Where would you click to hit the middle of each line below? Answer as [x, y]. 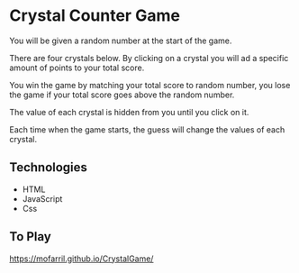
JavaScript [42, 198]
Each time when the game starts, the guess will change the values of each [147, 129]
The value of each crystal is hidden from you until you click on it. [129, 112]
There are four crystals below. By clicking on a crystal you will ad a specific [149, 58]
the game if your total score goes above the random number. [122, 95]
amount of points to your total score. [77, 68]
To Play [31, 237]
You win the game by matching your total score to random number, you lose [150, 85]
